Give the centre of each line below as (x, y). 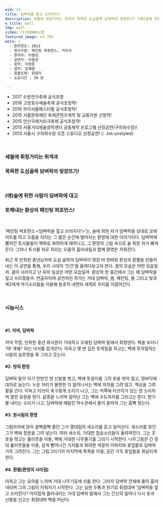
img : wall (15, 28)
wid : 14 (13, 10)
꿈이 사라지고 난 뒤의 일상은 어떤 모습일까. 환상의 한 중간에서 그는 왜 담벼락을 (84, 272)
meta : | (13, 42)
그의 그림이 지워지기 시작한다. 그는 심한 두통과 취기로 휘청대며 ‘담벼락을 (85, 487)
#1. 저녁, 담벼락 (20, 330)
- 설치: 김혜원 (22, 69)
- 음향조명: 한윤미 (26, 73)
